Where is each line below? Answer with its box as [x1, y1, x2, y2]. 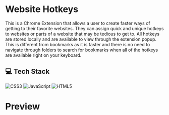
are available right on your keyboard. [5, 52, 82, 58]
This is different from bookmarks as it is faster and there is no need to [5, 41, 150, 47]
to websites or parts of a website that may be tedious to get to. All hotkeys [5, 31, 160, 37]
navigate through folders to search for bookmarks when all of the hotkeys [5, 47, 158, 53]
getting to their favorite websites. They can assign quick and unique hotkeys [5, 25, 164, 31]
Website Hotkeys [5, 4, 79, 15]
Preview [5, 100, 40, 112]
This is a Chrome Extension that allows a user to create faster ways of [5, 20, 150, 26]
